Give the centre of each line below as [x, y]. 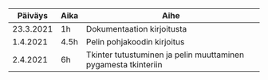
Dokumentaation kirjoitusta [137, 29]
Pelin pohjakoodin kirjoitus [136, 42]
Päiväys [33, 15]
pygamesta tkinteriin [124, 65]
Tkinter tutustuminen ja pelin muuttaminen [166, 55]
